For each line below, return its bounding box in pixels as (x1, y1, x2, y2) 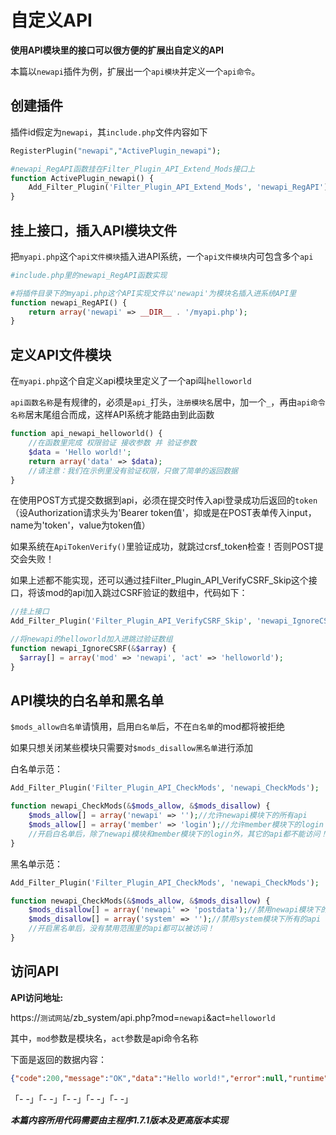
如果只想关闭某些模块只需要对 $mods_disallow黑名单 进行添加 (10, 742, 253, 754)
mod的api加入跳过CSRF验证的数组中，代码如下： (44, 587, 248, 599)
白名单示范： (10, 763, 63, 775)
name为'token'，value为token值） (10, 519, 151, 531)
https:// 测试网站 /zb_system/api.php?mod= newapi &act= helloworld (10, 1011, 276, 1023)
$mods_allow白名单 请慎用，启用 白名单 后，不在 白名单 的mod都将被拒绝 (10, 721, 286, 733)
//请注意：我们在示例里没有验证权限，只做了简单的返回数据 (28, 466, 239, 476)
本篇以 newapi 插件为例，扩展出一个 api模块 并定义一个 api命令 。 (10, 65, 261, 77)
